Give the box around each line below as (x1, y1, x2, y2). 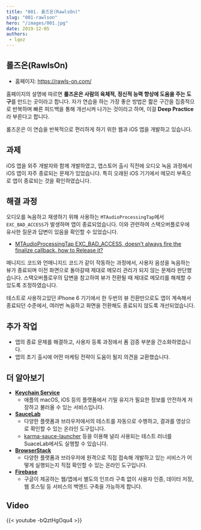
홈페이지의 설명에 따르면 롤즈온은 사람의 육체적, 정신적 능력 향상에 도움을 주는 (6, 90, 186, 97)
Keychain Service (14, 389, 60, 397)
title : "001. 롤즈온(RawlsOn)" (6, 8, 81, 15)
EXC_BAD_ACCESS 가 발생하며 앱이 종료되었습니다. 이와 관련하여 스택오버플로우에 (6, 221, 190, 228)
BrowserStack (14, 447, 52, 454)
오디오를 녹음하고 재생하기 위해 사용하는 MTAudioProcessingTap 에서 (6, 213, 164, 221)
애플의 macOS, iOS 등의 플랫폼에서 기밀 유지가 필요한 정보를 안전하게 (23, 396, 187, 403)
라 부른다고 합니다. (6, 112, 50, 120)
